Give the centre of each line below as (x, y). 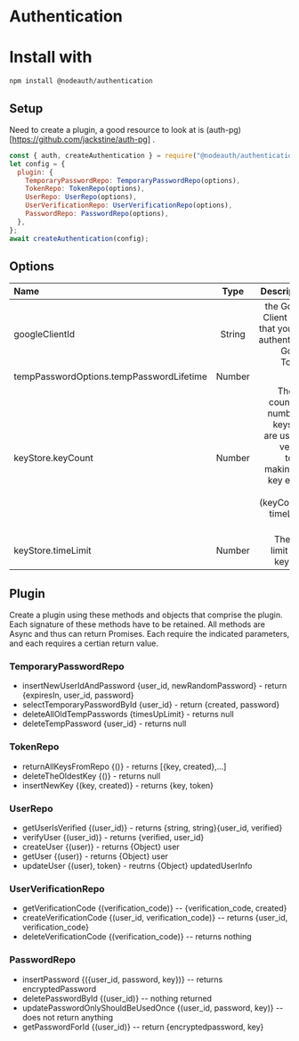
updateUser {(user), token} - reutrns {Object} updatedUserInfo (137, 866)
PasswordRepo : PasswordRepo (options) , (97, 214)
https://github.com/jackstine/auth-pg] (81, 139)
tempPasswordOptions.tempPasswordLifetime (110, 376)
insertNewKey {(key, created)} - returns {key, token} (118, 785)
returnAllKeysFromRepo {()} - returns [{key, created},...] (124, 766)
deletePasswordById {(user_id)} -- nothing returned (117, 998)
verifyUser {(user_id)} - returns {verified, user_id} (113, 838)
